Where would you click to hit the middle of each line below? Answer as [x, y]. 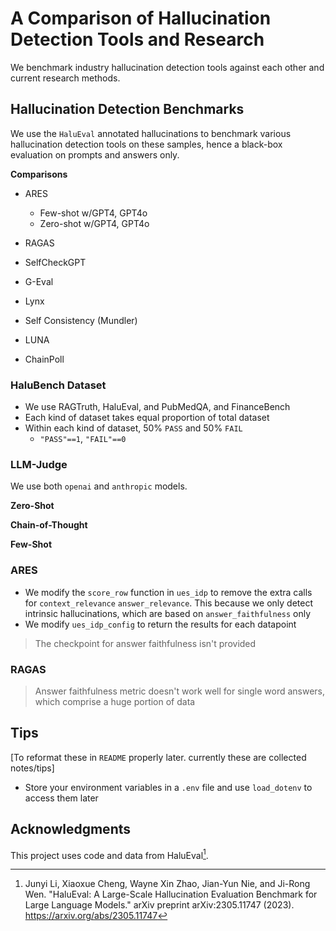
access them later [61, 798]
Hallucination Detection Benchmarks [127, 109]
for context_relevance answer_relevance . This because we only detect [169, 603]
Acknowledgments [71, 829]
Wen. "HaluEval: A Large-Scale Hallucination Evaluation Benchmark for [171, 894]
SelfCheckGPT [55, 262]
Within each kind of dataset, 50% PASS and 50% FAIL [133, 428]
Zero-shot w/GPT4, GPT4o [94, 223]
